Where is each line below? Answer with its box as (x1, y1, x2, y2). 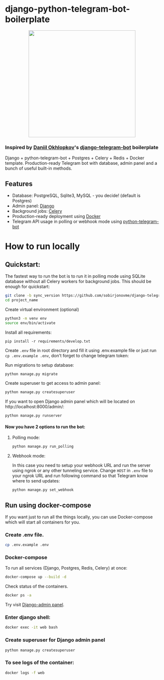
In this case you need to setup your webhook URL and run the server (12, 462, 151, 468)
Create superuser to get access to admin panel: (5, 380, 101, 386)
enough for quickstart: (5, 284, 50, 289)
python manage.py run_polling (12, 444, 74, 449)
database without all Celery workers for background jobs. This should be (5, 279, 152, 285)
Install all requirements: (5, 329, 52, 335)
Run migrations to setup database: (5, 362, 74, 368)
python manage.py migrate (5, 372, 58, 376)
